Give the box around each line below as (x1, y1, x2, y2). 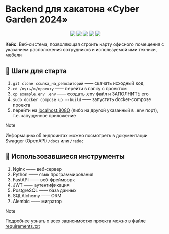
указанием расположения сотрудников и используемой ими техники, (5, 46, 157, 52)
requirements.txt (5, 223, 40, 229)
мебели (5, 52, 22, 58)
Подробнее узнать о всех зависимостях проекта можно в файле (5, 218, 146, 224)
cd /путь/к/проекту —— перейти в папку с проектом (12, 85, 127, 91)
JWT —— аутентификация (12, 182, 70, 188)
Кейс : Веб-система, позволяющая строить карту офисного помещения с (5, 41, 164, 47)
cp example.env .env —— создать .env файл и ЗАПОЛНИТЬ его (12, 91, 149, 97)
